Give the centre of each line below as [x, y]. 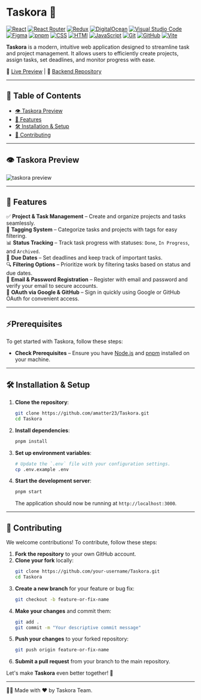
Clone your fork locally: [44, 561]
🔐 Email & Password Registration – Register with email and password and [97, 279]
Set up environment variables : [53, 452]
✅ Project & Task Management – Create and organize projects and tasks [96, 216]
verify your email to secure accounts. [52, 286]
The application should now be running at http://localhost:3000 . [96, 504]
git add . [27, 622]
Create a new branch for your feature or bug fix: [74, 588]
